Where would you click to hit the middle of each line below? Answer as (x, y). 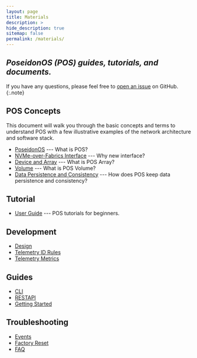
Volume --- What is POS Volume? (55, 168)
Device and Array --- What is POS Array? (65, 162)
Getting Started (33, 304)
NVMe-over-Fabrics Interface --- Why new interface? (80, 155)
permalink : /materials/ (35, 39)
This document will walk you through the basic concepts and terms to (91, 125)
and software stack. (30, 138)
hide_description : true (35, 28)
